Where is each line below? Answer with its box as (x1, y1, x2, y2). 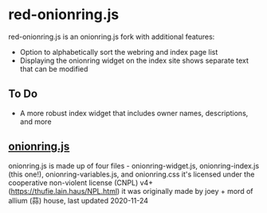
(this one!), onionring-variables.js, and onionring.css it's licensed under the (8, 169, 255, 179)
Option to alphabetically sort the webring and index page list (19, 47, 218, 56)
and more (19, 117, 52, 126)
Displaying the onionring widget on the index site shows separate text (19, 56, 249, 65)
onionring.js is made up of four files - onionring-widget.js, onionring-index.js (8, 161, 260, 170)
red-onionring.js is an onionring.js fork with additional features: (8, 32, 215, 41)
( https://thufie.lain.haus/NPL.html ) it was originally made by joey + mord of (8, 186, 253, 196)
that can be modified (19, 64, 88, 73)
